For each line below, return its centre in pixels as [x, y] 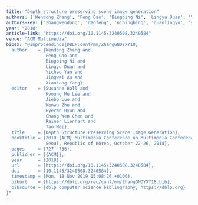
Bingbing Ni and [65, 61]
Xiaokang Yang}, [65, 83]
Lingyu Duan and [65, 66]
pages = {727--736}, [42, 149]
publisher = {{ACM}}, [38, 154]
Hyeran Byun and [65, 110]
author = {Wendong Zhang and [51, 50]
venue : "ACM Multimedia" [37, 39]
